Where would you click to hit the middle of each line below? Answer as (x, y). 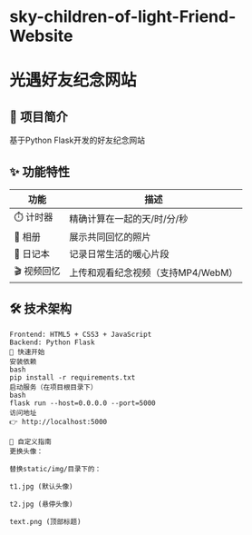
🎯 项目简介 (39, 117)
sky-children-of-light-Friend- (123, 17)
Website (41, 36)
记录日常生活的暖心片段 (119, 254)
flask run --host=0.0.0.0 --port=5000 (82, 403)
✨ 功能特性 (40, 171)
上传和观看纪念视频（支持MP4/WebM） (154, 272)
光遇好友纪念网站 (73, 80)
